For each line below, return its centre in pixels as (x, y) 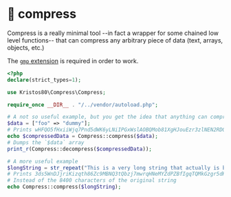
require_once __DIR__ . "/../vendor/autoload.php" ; (82, 105)
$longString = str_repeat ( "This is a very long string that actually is (113, 167)
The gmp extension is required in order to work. (73, 60)
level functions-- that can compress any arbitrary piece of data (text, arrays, (115, 40)
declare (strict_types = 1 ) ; (44, 80)
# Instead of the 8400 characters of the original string (92, 181)
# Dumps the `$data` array (46, 142)
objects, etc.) (26, 47)
